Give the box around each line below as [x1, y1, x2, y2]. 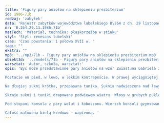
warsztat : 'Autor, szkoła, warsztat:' [5, 61, 84, 66]
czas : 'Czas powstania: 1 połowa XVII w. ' [5, 39, 95, 44]
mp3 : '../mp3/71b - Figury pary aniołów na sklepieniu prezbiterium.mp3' [5, 52, 159, 58]
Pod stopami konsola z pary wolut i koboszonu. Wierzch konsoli [5, 101, 139, 106]
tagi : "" [5, 43, 23, 48]
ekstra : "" [5, 48, 27, 53]
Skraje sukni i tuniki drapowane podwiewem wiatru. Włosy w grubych [5, 92, 147, 98]
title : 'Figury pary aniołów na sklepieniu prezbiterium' [5, 7, 125, 12]
